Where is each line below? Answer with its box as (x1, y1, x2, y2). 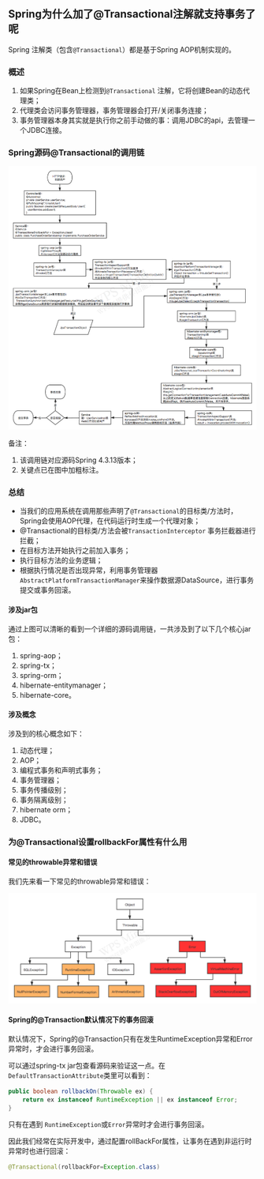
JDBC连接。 (26, 126, 67, 135)
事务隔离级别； (19, 795, 69, 804)
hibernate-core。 (19, 690, 76, 699)
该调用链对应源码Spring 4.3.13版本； (19, 455, 138, 465)
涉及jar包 (8, 605, 38, 614)
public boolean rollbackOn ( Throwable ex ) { (8, 1087, 154, 1096)
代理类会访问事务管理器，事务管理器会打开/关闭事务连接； (19, 106, 209, 115)
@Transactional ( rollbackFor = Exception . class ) (8, 1162, 160, 1171)
